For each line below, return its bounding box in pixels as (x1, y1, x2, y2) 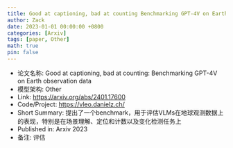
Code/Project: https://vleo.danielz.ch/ (17, 100, 125, 108)
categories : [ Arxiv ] (7, 29, 67, 37)
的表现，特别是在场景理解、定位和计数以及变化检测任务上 (17, 117, 182, 125)
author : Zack (7, 17, 45, 24)
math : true (7, 42, 39, 49)
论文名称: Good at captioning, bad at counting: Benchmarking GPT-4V (17, 69, 218, 77)
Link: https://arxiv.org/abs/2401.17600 (17, 92, 126, 101)
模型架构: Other (17, 85, 62, 93)
